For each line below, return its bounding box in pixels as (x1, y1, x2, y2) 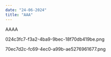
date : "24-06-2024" (5, 7, 47, 13)
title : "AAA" (5, 12, 33, 17)
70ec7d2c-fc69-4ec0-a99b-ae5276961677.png (5, 46, 106, 52)
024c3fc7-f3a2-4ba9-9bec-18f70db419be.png (5, 36, 105, 42)
